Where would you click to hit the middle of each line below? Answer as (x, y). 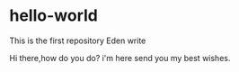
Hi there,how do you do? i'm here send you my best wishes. (120, 58)
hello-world (54, 16)
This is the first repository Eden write (78, 40)
